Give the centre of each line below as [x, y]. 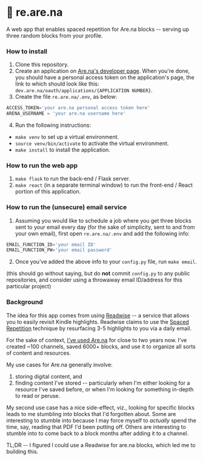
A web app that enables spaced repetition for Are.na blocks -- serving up [98, 29]
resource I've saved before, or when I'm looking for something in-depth [104, 389]
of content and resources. [39, 353]
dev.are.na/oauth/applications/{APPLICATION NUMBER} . [84, 90]
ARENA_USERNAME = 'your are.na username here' [66, 114]
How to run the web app [42, 165]
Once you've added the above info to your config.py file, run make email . [106, 262]
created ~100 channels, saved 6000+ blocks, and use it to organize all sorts [101, 346]
